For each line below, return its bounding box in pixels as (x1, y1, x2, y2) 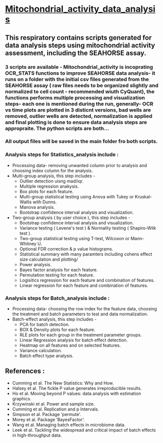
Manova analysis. (19, 204, 55, 210)
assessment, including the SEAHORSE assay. (5, 49, 146, 57)
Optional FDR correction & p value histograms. (19, 246, 113, 251)
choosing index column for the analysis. (12, 167, 93, 173)
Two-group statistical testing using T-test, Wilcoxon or (19, 235, 130, 241)
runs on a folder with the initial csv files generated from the (5, 76, 149, 83)
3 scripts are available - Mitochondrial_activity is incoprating (5, 63, 153, 70)
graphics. (12, 395, 32, 401)
